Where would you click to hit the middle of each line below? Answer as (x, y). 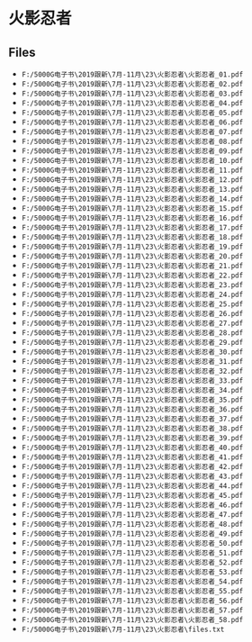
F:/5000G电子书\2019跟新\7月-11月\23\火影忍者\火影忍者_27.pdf (132, 323)
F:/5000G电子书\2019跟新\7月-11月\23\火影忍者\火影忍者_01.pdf (132, 75)
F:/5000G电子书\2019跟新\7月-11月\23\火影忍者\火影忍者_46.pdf (132, 505)
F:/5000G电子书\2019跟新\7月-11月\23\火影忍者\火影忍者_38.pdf (132, 429)
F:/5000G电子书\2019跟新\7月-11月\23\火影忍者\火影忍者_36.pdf (132, 410)
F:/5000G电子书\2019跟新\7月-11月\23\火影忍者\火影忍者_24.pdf (132, 294)
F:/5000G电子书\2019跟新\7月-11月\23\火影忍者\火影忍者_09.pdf (132, 151)
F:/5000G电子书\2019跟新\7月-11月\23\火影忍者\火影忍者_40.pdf (132, 448)
